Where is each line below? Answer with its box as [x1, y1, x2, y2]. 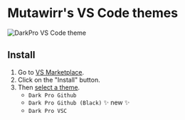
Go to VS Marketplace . [17, 67, 85, 76]
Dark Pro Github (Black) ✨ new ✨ [28, 98, 130, 107]
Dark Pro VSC [28, 107, 68, 114]
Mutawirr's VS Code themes [7, 5, 179, 21]
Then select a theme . [17, 83, 80, 92]
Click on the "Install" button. [17, 75, 101, 84]
